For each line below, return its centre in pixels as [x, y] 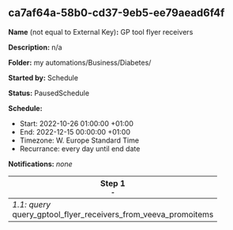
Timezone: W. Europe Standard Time [79, 140]
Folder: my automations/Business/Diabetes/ [80, 62]
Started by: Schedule [43, 77]
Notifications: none [40, 164]
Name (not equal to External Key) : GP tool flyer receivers [101, 32]
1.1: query [32, 204]
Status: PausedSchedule [49, 93]
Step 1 [113, 183]
